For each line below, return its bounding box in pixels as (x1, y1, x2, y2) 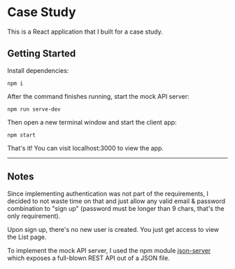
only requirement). (7, 212, 61, 220)
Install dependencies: (7, 66, 69, 74)
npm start (7, 131, 36, 139)
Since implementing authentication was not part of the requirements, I (7, 189, 208, 198)
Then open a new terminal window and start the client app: (7, 118, 177, 126)
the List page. (7, 233, 47, 241)
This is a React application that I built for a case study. (7, 27, 163, 36)
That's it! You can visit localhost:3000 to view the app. (7, 144, 164, 152)
